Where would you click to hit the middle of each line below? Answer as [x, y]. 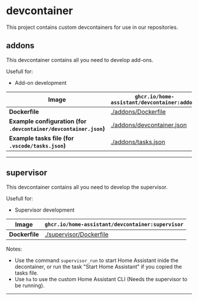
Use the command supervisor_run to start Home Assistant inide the [96, 260]
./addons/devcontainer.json [149, 125]
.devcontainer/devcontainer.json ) [57, 128]
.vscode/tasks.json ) [37, 146]
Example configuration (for [48, 121]
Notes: [14, 249]
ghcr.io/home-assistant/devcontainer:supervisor [114, 224]
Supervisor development [44, 210]
